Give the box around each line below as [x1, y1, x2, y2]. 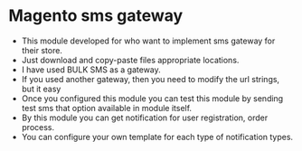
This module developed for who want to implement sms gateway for [21, 35, 276, 46]
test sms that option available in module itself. [21, 102, 192, 113]
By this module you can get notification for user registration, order [21, 112, 269, 123]
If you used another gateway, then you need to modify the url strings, [21, 73, 280, 84]
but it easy [21, 83, 61, 94]
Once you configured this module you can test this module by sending [21, 92, 284, 104]
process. [21, 121, 55, 132]
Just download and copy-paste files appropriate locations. [21, 54, 240, 65]
